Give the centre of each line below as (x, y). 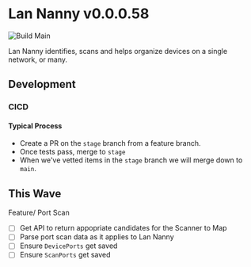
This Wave (35, 194)
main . (28, 169)
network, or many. (38, 59)
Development (42, 84)
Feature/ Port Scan (39, 213)
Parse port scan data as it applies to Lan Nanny (97, 237)
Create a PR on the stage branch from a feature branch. (110, 143)
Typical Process (35, 126)
